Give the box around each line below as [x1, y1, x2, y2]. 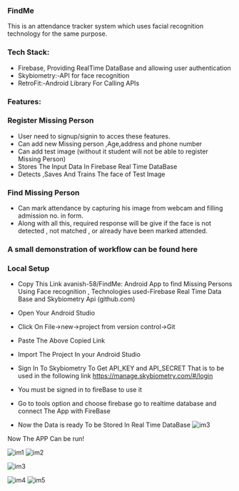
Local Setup [7, 263, 50, 273]
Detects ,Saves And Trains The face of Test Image [17, 170, 166, 178]
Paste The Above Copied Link [17, 336, 106, 345]
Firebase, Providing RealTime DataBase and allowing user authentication [17, 64, 232, 72]
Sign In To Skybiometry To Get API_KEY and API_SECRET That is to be [17, 364, 225, 373]
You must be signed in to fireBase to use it [17, 385, 143, 394]
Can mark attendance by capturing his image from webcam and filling [17, 204, 223, 213]
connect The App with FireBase [17, 407, 111, 415]
